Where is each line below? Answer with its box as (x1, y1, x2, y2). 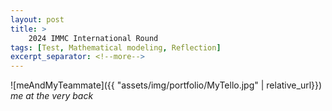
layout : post (10, 14, 65, 25)
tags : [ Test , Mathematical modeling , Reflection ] (10, 42, 222, 53)
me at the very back (10, 90, 94, 102)
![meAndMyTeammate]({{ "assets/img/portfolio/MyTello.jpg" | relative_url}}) (10, 79, 323, 91)
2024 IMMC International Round (28, 33, 159, 43)
